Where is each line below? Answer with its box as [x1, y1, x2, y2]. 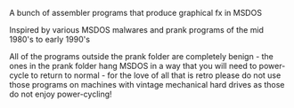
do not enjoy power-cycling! [9, 89, 113, 99]
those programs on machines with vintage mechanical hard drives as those [9, 80, 285, 89]
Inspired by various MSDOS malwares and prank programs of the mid [9, 25, 265, 35]
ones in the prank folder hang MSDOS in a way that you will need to [9, 61, 257, 71]
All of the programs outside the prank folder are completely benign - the [9, 51, 274, 61]
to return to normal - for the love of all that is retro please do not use [30, 70, 282, 81]
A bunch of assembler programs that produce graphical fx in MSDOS [9, 8, 263, 18]
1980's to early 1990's [9, 35, 91, 44]
